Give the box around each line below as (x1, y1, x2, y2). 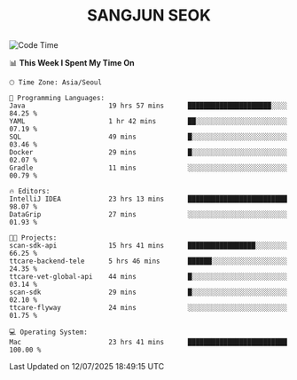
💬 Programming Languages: (9, 94, 105, 103)
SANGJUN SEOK (87, 5, 211, 26)
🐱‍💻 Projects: (9, 234, 58, 242)
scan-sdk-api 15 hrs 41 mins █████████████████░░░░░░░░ (9, 241, 288, 250)
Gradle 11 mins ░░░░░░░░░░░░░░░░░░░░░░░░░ (9, 163, 288, 173)
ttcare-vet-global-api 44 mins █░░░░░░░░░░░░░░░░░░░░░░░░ (9, 273, 288, 281)
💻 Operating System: (9, 328, 89, 337)
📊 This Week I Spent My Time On (9, 58, 135, 68)
